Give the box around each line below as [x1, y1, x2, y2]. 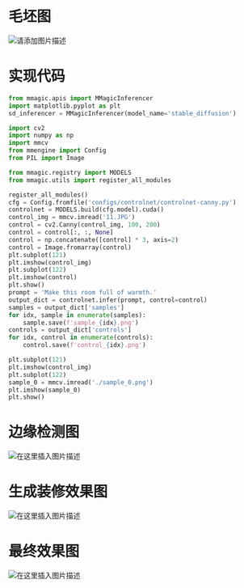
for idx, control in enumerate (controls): [8, 333, 154, 342]
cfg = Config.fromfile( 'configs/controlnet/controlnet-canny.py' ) [8, 198, 237, 206]
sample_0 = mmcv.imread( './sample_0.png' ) [8, 378, 154, 387]
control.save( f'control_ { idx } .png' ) [23, 341, 147, 349]
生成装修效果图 [8, 483, 108, 501]
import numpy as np [8, 131, 74, 140]
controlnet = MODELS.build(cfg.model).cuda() [8, 205, 164, 214]
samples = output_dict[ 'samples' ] [8, 303, 125, 311]
